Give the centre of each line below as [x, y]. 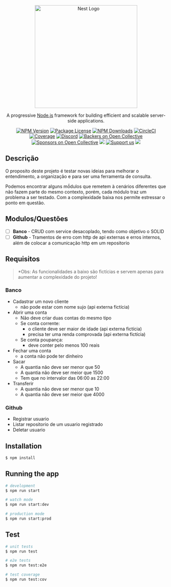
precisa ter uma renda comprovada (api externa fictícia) [87, 334]
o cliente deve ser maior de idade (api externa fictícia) [85, 329]
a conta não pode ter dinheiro [51, 356]
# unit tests [19, 546]
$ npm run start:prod [28, 519]
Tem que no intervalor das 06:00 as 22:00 [65, 378]
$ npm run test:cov [26, 580]
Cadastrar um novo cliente [41, 301]
